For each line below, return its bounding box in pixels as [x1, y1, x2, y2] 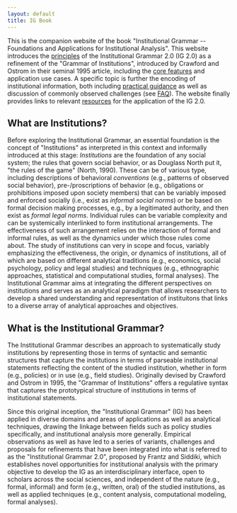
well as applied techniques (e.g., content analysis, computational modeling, [7, 490, 226, 499]
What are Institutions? [7, 117, 108, 129]
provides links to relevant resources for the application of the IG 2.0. [7, 96, 206, 105]
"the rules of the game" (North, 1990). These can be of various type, [7, 166, 207, 174]
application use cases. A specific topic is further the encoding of [7, 74, 196, 82]
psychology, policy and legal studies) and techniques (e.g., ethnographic [7, 264, 219, 273]
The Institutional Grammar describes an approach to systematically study [7, 341, 221, 349]
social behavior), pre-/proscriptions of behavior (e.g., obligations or [7, 181, 204, 190]
